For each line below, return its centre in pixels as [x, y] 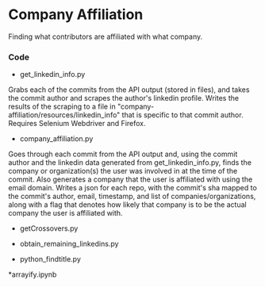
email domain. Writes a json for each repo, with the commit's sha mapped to [133, 188]
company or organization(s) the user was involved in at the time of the [123, 171]
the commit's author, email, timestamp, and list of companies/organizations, [132, 197]
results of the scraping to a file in [62, 107]
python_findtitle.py [50, 259]
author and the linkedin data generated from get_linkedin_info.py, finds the [130, 163]
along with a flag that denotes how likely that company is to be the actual [128, 205]
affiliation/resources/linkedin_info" [64, 115]
